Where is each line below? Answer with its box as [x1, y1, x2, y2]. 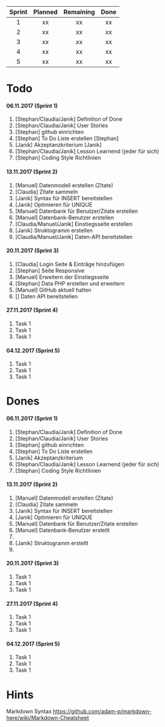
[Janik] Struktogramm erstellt [15, 539, 89, 546]
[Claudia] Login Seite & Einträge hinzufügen [15, 260, 124, 267]
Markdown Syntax [6, 708, 52, 715]
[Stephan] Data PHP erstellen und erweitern [15, 280, 125, 287]
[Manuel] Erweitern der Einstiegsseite [15, 273, 109, 281]
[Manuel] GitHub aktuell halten [15, 286, 92, 293]
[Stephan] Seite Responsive [15, 267, 85, 274]
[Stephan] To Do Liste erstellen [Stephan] [15, 135, 119, 142]
